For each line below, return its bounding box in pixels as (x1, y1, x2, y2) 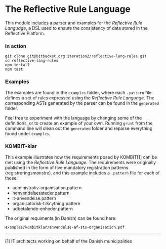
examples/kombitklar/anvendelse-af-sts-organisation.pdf (5, 225, 125, 230)
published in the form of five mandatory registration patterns (5, 165, 128, 170)
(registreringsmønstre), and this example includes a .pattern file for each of (5, 169, 160, 176)
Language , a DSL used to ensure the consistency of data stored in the (5, 25, 148, 31)
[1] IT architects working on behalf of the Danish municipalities (5, 238, 132, 244)
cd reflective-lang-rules (5, 58, 58, 63)
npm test (5, 67, 23, 72)
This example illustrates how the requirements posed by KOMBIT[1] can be (5, 154, 157, 160)
